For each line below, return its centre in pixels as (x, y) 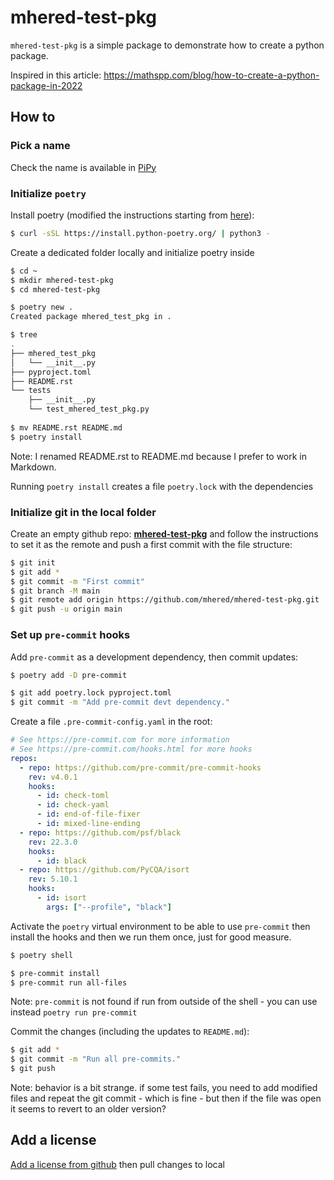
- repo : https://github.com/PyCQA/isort (104, 870)
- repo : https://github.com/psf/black (100, 832)
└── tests (31, 391)
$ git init (33, 562)
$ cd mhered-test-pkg (55, 289)
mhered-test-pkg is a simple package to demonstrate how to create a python (167, 45)
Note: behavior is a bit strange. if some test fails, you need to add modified (164, 1088)
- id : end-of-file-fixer (88, 814)
